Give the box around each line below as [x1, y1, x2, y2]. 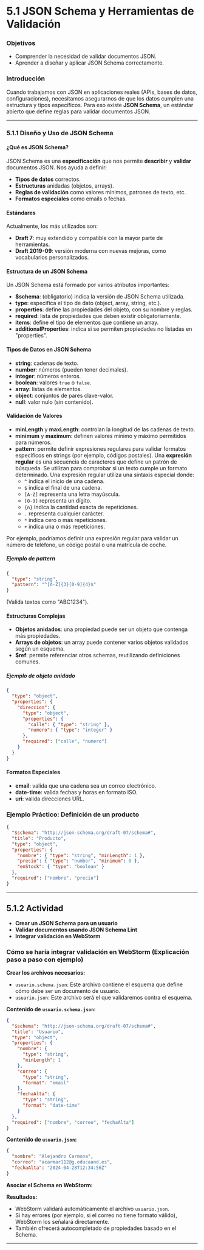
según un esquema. [15, 645, 65, 652]
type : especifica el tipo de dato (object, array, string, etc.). [15, 300, 162, 307]
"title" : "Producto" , [12, 835, 67, 841]
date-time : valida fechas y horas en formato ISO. [15, 788, 138, 796]
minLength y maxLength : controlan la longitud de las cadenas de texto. [15, 425, 195, 433]
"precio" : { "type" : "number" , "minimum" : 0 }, [17, 858, 140, 864]
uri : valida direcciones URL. [15, 795, 84, 802]
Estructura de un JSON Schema [6, 267, 88, 275]
